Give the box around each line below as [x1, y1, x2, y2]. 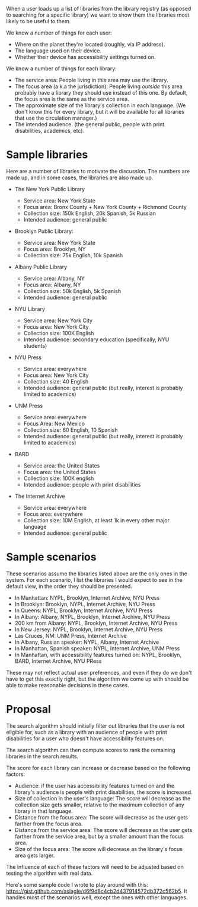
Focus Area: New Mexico [23, 420, 85, 427]
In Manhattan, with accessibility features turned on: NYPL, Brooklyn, [14, 651, 182, 658]
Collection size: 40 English [23, 378, 89, 385]
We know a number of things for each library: [6, 65, 117, 72]
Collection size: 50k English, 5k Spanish [23, 287, 122, 294]
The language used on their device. [14, 47, 102, 54]
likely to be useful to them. [6, 18, 71, 24]
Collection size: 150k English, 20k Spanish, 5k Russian [23, 210, 156, 217]
